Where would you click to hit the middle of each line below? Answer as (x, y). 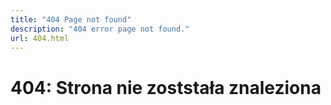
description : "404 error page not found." (100, 29)
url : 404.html (40, 38)
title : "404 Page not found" (71, 19)
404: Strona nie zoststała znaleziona (166, 87)
